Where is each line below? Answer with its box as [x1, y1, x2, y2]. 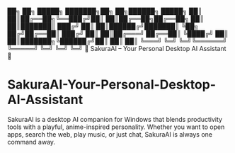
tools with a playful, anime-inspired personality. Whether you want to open [7, 123, 225, 131]
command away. [7, 137, 55, 146]
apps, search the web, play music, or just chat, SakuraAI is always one [7, 130, 213, 138]
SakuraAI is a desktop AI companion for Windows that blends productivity [7, 115, 223, 123]
